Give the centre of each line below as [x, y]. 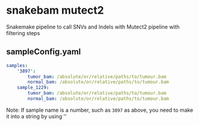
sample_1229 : [33, 88]
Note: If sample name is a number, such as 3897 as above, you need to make [100, 110]
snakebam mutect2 [55, 10]
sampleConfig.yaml [44, 52]
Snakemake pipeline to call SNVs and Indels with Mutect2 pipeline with [93, 27]
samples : [17, 65]
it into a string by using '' [37, 116]
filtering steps [23, 33]
